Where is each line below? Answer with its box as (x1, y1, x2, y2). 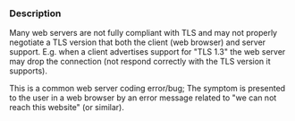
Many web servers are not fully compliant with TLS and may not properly (9, 28, 278, 39)
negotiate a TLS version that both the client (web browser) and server (9, 37, 266, 48)
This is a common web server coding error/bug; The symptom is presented (9, 83, 286, 94)
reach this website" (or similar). (9, 102, 125, 113)
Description (9, 7, 62, 20)
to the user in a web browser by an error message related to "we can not (9, 92, 277, 103)
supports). (9, 65, 47, 76)
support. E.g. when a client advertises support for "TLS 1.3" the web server (9, 47, 286, 57)
